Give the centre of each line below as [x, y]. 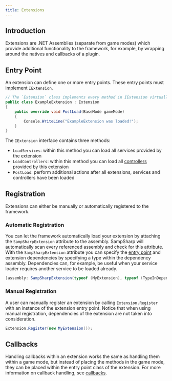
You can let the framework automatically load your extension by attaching [83, 236]
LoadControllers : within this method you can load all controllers [80, 162]
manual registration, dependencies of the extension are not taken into [79, 313]
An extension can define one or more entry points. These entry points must [84, 83]
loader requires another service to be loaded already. [61, 269]
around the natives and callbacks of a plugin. [53, 54]
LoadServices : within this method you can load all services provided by [87, 151]
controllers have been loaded [44, 178]
